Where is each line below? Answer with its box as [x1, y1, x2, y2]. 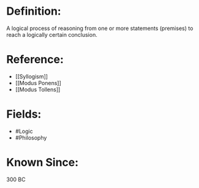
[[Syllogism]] [15, 72, 48, 80]
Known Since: [6, 156, 79, 169]
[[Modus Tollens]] [15, 86, 61, 93]
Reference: [6, 53, 64, 67]
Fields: [6, 107, 42, 121]
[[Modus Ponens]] [15, 79, 61, 86]
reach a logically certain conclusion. [6, 31, 98, 38]
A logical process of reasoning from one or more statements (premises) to [6, 24, 193, 32]
